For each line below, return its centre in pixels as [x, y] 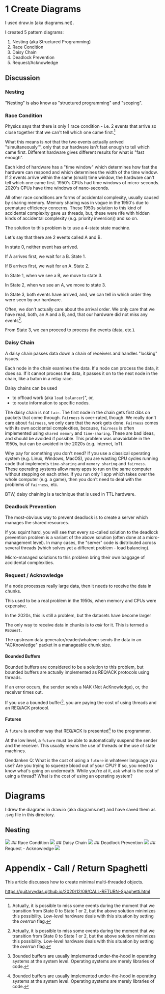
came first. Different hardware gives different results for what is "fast [75, 152]
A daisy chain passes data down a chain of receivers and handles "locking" [81, 353]
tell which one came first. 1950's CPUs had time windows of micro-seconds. [82, 182]
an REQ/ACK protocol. [27, 708]
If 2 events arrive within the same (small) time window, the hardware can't [80, 177]
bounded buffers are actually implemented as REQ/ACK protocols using [77, 672]
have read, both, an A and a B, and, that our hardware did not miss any [77, 314]
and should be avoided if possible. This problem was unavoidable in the [78, 438]
